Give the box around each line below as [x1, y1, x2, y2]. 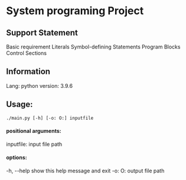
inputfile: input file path [6, 140, 63, 148]
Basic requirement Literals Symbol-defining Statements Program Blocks [6, 43, 181, 50]
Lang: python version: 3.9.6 [6, 82, 73, 89]
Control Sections [6, 50, 47, 57]
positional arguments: [6, 127, 61, 135]
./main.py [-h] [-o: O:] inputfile [6, 115, 94, 121]
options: [6, 154, 28, 161]
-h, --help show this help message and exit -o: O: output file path [6, 167, 165, 175]
